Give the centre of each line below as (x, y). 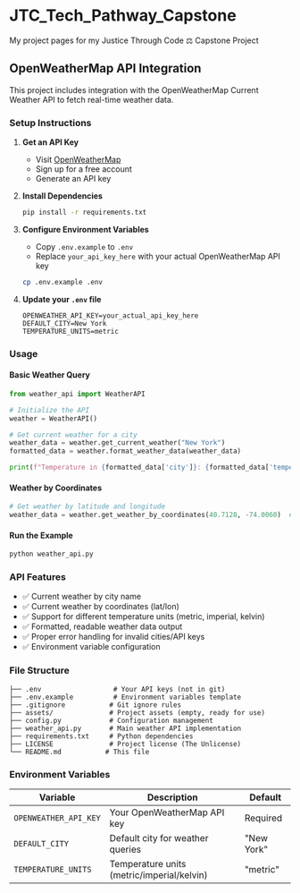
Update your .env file (62, 299)
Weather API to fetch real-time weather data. (92, 99)
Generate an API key (73, 179)
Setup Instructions (50, 123)
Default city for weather (159, 838)
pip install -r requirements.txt (84, 213)
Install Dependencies (62, 196)
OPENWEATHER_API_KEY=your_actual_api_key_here (110, 315)
